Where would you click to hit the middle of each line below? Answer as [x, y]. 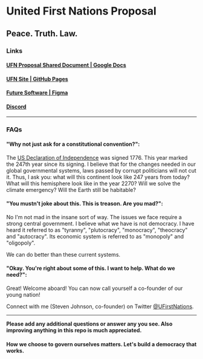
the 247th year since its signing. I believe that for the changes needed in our [101, 164]
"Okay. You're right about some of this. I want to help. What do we [91, 268]
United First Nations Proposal [82, 11]
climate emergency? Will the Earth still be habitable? [71, 189]
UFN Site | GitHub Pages [37, 79]
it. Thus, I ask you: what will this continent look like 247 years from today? [98, 177]
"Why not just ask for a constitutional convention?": [73, 144]
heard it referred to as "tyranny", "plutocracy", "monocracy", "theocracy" [97, 230]
